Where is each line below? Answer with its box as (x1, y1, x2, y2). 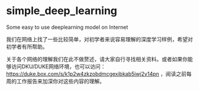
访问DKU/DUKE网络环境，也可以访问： (11, 63, 106, 70)
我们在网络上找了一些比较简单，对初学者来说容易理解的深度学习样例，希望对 (6, 35, 193, 42)
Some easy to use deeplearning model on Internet (6, 24, 129, 31)
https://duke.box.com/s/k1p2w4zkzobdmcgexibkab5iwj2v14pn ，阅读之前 (6, 70, 187, 77)
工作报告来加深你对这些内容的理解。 (16, 78, 105, 85)
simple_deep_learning (6, 4, 117, 18)
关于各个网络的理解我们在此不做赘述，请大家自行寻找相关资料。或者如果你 (6, 55, 188, 62)
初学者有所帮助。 (6, 43, 48, 50)
